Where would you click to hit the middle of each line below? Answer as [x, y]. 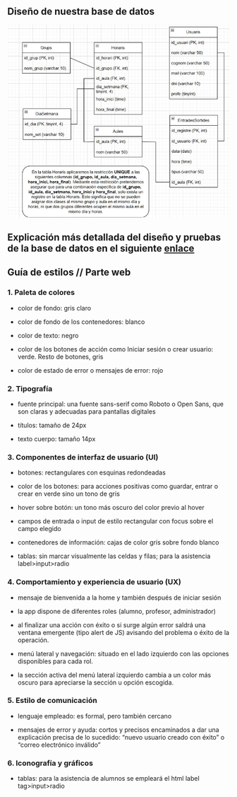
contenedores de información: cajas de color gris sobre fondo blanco [118, 542]
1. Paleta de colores [41, 293]
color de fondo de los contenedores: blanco [81, 322]
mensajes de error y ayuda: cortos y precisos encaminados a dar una [119, 729]
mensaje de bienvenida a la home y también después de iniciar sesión [119, 598]
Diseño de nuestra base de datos [81, 12]
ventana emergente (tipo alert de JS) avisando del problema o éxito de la [123, 632]
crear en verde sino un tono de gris [68, 494]
